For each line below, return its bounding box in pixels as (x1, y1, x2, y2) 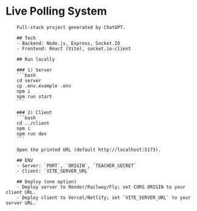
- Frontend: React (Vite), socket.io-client (16, 46, 131, 52)
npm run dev (16, 131, 47, 137)
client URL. (5, 189, 36, 195)
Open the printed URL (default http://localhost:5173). (16, 147, 162, 153)
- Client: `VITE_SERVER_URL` (16, 168, 91, 174)
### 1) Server (16, 67, 52, 73)
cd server (16, 77, 42, 83)
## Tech (16, 35, 36, 41)
